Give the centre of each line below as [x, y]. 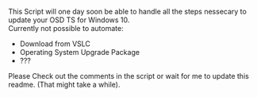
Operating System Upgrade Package [80, 52]
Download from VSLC [55, 44]
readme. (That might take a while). [64, 84]
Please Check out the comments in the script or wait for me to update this [129, 76]
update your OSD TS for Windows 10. [69, 20]
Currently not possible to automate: [66, 28]
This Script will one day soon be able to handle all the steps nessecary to [128, 12]
